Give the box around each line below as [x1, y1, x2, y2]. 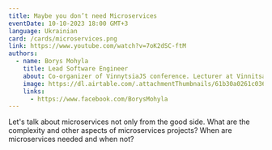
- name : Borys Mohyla [15, 58, 89, 66]
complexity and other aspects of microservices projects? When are [8, 126, 232, 135]
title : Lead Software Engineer [23, 65, 129, 73]
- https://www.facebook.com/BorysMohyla [29, 95, 168, 103]
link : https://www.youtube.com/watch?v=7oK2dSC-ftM [8, 42, 186, 50]
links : [23, 87, 45, 96]
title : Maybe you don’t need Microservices [8, 11, 158, 20]
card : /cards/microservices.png [8, 34, 117, 43]
